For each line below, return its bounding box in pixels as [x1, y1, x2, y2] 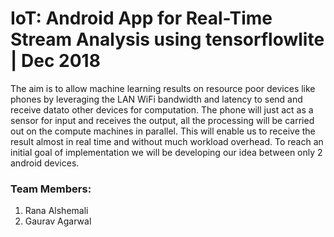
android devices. [10, 157, 80, 169]
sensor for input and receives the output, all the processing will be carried [10, 114, 315, 126]
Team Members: [10, 182, 92, 196]
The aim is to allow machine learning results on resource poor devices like [10, 82, 316, 94]
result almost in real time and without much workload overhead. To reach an [10, 135, 324, 147]
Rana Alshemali [24, 205, 89, 217]
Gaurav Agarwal [24, 215, 92, 227]
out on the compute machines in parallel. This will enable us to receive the [10, 125, 316, 137]
